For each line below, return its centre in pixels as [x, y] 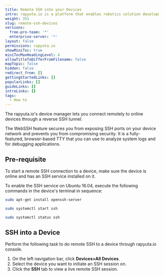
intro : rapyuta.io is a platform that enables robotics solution [73, 14]
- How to [18, 100]
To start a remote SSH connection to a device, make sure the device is [76, 171]
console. [14, 249]
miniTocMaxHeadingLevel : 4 [32, 55]
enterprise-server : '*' [33, 37]
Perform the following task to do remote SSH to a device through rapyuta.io [81, 244]
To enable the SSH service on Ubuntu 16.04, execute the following [72, 185]
